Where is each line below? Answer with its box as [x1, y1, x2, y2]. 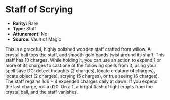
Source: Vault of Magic [12, 36, 62, 42]
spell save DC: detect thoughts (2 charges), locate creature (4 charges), [5, 67, 155, 74]
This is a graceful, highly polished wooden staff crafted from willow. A [5, 46, 151, 52]
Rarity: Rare [12, 20, 38, 26]
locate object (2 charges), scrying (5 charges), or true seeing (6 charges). [5, 73, 159, 79]
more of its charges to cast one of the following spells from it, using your [5, 62, 157, 68]
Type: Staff [12, 25, 36, 31]
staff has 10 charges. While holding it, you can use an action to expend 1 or [5, 57, 161, 63]
